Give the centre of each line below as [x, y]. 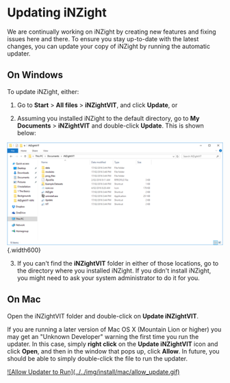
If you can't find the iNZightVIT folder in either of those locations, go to [118, 263]
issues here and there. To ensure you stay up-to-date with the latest [103, 38]
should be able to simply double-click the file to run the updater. [98, 358]
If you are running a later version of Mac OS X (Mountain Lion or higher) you [114, 329]
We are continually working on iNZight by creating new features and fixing [112, 32]
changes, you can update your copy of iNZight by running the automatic [109, 46]
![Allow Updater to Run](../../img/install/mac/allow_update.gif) [93, 371]
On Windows [35, 75]
